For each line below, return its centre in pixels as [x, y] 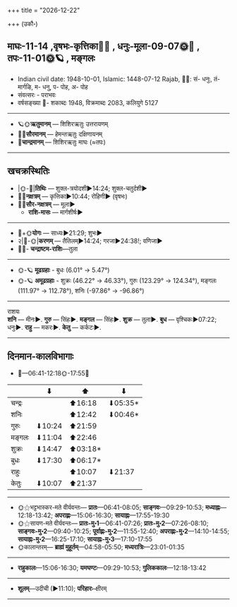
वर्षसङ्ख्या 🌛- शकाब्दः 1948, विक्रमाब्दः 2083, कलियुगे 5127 [88, 102]
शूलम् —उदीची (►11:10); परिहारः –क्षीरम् [62, 589]
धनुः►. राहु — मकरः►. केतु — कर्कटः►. [54, 327]
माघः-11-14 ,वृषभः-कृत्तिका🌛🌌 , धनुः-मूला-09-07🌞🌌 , [103, 46]
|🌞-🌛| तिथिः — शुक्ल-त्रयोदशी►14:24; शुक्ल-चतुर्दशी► [83, 188]
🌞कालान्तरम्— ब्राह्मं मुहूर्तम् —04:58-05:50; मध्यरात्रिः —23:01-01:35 [101, 547]
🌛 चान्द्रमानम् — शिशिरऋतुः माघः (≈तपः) [61, 142]
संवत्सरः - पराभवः [37, 95]
